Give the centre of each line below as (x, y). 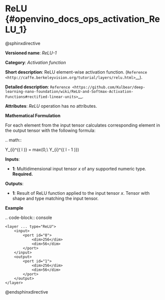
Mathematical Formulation (33, 115)
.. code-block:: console (29, 217)
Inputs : (13, 159)
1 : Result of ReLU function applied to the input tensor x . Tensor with (81, 193)
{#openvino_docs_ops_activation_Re (82, 19)
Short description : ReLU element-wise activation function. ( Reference (76, 72)
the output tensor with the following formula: (50, 130)
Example (14, 208)
